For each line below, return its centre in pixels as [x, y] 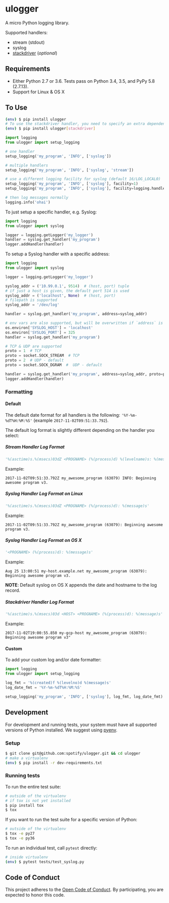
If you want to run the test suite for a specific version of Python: [71, 820]
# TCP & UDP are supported [33, 346]
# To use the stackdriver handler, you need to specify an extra [75, 124]
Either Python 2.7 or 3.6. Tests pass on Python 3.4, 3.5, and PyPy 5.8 [83, 81]
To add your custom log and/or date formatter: [53, 660]
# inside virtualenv [27, 857]
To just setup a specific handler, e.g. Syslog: [51, 212]
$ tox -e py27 [20, 834]
